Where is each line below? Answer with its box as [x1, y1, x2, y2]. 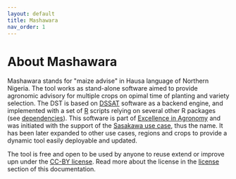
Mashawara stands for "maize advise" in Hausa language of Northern [7, 77, 209, 85]
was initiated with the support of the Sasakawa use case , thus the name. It [7, 121, 223, 130]
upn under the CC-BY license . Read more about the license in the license [7, 157, 220, 166]
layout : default [7, 10, 55, 18]
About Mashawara [7, 53, 118, 69]
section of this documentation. [7, 165, 97, 173]
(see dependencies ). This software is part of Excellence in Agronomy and [7, 114, 221, 123]
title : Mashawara [7, 17, 58, 24]
